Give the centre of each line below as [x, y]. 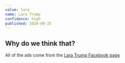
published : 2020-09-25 [28, 23]
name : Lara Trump [23, 14]
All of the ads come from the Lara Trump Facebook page [62, 55]
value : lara [17, 10]
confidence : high [23, 19]
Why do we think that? [40, 43]
